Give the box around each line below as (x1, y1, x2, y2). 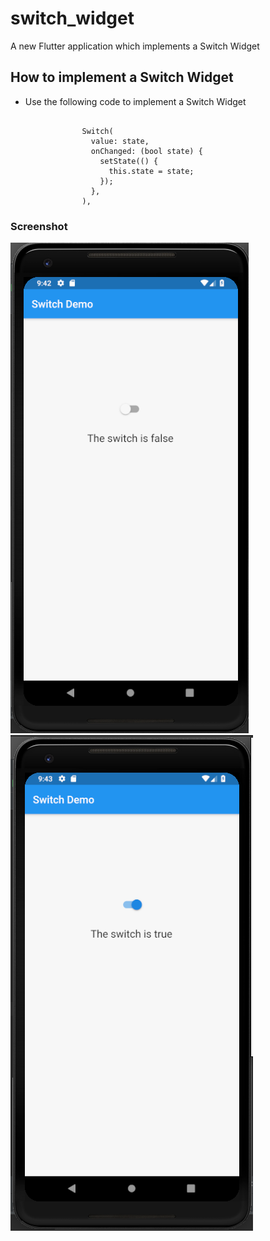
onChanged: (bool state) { (90, 146, 203, 156)
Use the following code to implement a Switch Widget (24, 95, 247, 107)
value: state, (90, 136, 150, 146)
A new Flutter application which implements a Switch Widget (10, 40, 260, 52)
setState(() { (99, 156, 159, 166)
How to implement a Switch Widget (10, 69, 234, 86)
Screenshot (10, 219, 68, 233)
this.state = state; (108, 166, 195, 176)
